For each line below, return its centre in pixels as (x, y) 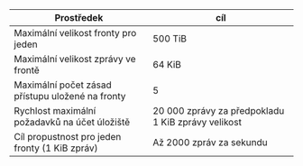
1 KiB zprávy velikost (197, 122)
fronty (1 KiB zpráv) (56, 148)
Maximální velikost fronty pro (75, 33)
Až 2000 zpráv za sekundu (210, 142)
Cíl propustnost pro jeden (68, 137)
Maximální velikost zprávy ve (75, 59)
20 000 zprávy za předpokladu (219, 111)
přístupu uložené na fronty (70, 96)
